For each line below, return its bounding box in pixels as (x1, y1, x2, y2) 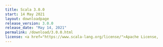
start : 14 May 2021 (5, 12, 45, 17)
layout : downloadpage (5, 16, 49, 21)
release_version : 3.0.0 (5, 21, 54, 26)
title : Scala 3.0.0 (5, 7, 45, 12)
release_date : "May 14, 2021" (5, 25, 67, 30)
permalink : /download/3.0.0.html (5, 30, 73, 35)
